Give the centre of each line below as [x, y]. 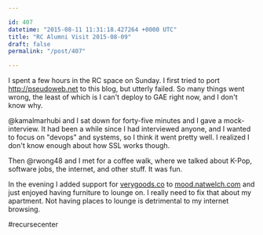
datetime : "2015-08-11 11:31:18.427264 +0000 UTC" [93, 29]
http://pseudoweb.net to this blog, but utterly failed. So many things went [126, 89]
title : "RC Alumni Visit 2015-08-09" [70, 37]
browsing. [24, 209]
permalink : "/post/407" [47, 52]
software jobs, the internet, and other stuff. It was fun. [95, 169]
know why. [26, 106]
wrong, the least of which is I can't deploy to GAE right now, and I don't [123, 97]
